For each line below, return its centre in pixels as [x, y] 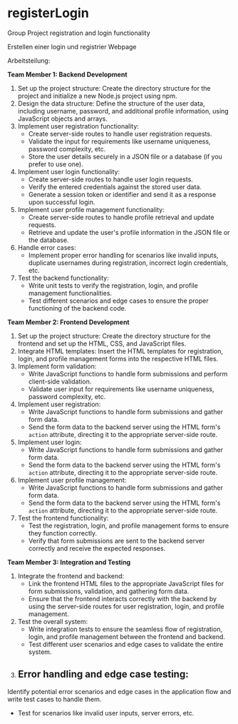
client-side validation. [60, 381]
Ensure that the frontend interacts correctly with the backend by [123, 598]
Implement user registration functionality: [78, 126]
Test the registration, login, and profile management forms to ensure [129, 526]
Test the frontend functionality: [63, 518]
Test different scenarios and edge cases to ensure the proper [118, 301]
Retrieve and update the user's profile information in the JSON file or [129, 232]
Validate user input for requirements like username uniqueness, [121, 389]
